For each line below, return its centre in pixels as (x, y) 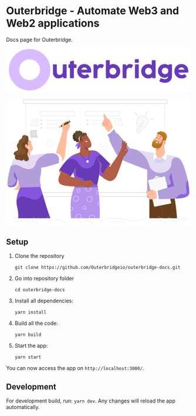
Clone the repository (39, 256)
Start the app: (31, 346)
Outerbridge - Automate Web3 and (93, 11)
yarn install (31, 312)
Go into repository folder (44, 278)
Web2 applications (53, 23)
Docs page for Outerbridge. (40, 39)
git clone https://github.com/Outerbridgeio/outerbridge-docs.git (97, 268)
